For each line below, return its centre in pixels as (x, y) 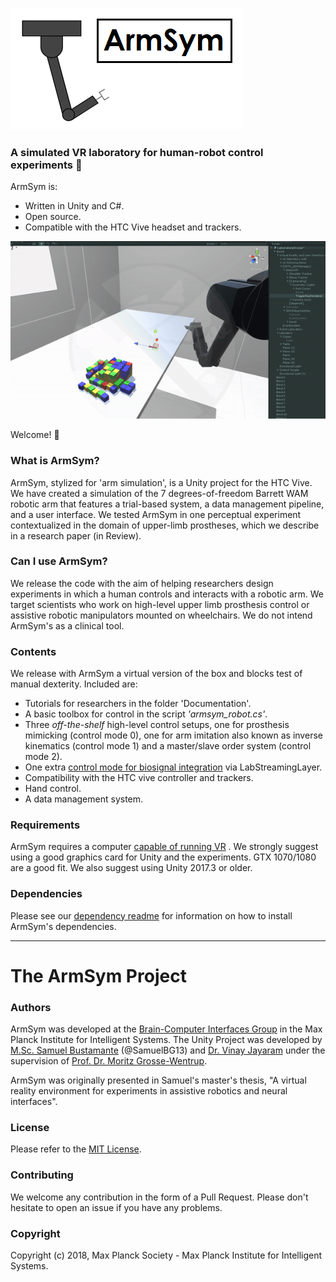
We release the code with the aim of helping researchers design (142, 583)
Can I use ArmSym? (59, 561)
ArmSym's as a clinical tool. (67, 625)
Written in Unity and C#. (74, 206)
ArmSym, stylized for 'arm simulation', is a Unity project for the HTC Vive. (161, 482)
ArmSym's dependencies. (63, 926)
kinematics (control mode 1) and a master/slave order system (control (168, 746)
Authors (31, 1007)
